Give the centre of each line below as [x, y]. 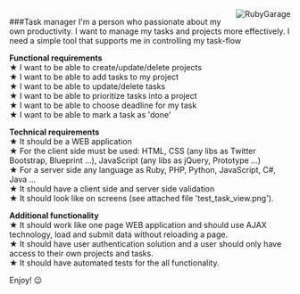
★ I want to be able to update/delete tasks [87, 86]
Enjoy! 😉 [26, 280]
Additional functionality [54, 216]
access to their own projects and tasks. [81, 253]
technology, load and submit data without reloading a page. [119, 234]
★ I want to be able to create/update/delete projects [106, 67]
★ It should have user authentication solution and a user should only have [146, 244]
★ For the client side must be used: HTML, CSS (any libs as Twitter [133, 151]
